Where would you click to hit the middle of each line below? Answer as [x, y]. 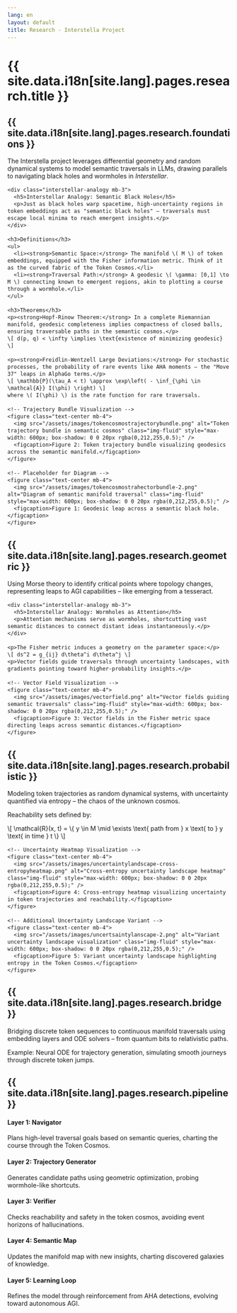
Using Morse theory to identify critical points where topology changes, [110, 584]
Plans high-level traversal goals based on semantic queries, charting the [112, 1138]
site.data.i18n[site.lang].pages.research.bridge [115, 1003]
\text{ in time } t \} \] [36, 836]
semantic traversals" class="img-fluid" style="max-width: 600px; [107, 705]
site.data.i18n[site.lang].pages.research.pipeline [118, 1093]
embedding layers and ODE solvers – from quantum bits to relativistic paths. [118, 1038]
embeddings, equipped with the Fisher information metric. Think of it [115, 261]
